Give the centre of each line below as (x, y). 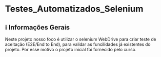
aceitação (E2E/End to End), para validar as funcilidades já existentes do (78, 44)
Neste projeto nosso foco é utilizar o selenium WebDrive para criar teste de (80, 39)
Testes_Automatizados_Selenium (74, 9)
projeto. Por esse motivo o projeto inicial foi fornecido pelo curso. (71, 50)
